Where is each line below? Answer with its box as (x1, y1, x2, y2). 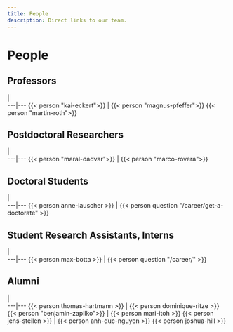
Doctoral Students (7, 175, 89, 187)
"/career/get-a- (178, 201, 224, 210)
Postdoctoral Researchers (7, 128, 124, 140)
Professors (7, 75, 57, 87)
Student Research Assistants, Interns (7, 229, 174, 241)
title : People (7, 10, 49, 18)
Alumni (7, 275, 40, 288)
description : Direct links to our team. (7, 17, 128, 24)
